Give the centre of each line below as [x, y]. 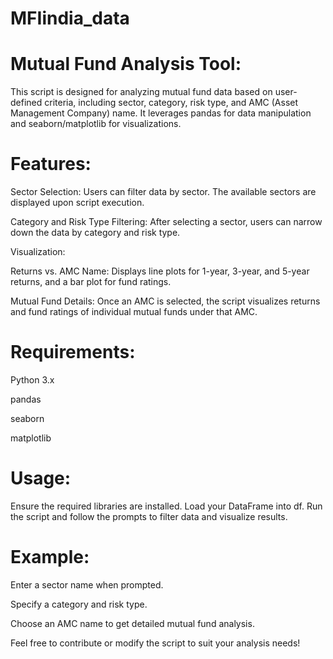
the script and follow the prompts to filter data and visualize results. [149, 516]
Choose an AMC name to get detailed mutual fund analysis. [132, 623]
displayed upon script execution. [77, 203]
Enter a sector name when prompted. [87, 584]
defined [26, 103]
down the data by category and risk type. [95, 233]
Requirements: [73, 352]
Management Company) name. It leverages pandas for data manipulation [161, 113]
